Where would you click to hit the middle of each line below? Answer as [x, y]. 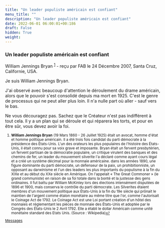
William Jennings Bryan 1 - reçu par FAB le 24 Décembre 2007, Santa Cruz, [81, 66]
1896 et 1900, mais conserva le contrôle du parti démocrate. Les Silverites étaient [80, 187]
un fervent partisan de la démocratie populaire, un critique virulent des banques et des [84, 152]
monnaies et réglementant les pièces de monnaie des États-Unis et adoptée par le [81, 204]
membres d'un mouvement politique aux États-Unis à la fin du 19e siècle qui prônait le [84, 191]
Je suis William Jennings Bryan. [37, 81]
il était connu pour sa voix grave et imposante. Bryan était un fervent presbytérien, [90, 148]
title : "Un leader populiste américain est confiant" [62, 10]
